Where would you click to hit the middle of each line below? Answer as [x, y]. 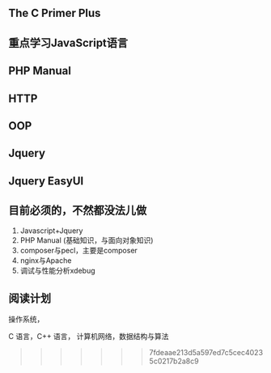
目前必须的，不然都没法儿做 [78, 211]
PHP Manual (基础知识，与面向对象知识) [87, 240]
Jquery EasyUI [46, 181]
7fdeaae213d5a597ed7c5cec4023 [206, 353]
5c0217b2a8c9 [174, 361]
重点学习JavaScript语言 [68, 42]
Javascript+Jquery [51, 231]
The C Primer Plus [55, 13]
